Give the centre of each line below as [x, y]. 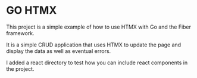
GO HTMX [32, 10]
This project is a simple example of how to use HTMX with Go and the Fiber [99, 27]
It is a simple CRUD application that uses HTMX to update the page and [94, 45]
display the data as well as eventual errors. [59, 51]
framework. [20, 33]
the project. [20, 68]
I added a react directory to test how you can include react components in [97, 63]
